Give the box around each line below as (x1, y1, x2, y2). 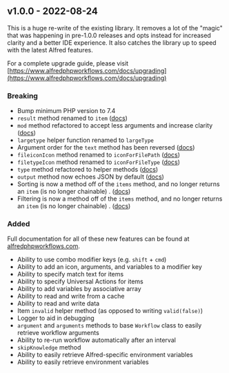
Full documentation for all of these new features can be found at (7, 234, 190, 243)
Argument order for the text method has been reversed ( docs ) (17, 143, 195, 152)
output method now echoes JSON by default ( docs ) (17, 172, 164, 181)
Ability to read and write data (17, 299, 100, 308)
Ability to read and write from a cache (17, 292, 125, 301)
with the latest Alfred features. (7, 46, 93, 54)
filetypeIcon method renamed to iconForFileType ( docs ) (17, 158, 181, 166)
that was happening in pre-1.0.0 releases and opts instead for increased (7, 31, 212, 39)
